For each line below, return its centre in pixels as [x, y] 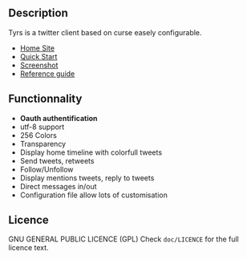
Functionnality [45, 99]
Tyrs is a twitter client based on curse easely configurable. [105, 32]
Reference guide [47, 73]
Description [38, 13]
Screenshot [39, 65]
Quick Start [38, 56]
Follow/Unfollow [47, 169]
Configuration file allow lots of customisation [94, 195]
